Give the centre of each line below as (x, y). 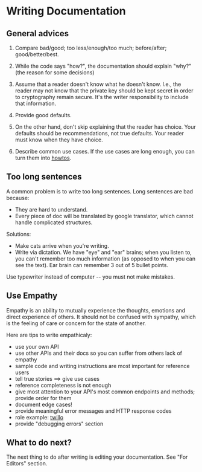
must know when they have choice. (59, 140)
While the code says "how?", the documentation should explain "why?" (103, 66)
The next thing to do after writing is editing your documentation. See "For (97, 457)
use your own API (37, 346)
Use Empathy (32, 296)
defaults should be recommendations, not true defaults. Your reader (99, 133)
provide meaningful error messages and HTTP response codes (93, 411)
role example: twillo (39, 417)
